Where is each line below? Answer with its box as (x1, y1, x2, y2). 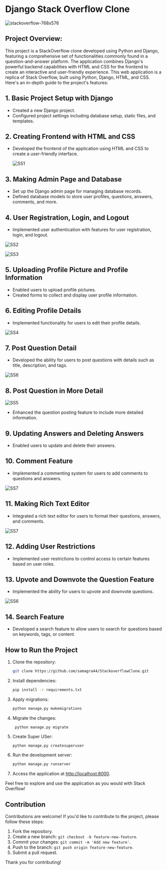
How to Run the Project (5, 645, 78, 654)
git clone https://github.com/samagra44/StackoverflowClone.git (12, 668, 149, 673)
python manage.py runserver (12, 762, 71, 767)
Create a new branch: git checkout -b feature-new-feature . (12, 834, 138, 840)
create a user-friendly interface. (12, 151, 78, 157)
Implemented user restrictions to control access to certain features (12, 556, 150, 562)
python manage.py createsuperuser (12, 743, 84, 748)
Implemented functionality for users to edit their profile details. (12, 319, 141, 325)
